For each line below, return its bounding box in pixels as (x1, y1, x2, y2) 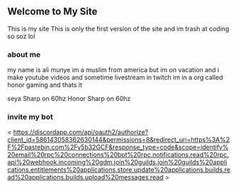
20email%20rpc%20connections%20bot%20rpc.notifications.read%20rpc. (7, 151, 229, 159)
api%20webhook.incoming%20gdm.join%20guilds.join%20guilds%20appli (7, 158, 228, 167)
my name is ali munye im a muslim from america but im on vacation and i (7, 66, 220, 74)
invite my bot (7, 112, 53, 122)
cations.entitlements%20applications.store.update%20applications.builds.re (7, 165, 231, 174)
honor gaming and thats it (7, 81, 83, 89)
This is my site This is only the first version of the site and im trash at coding (7, 24, 229, 33)
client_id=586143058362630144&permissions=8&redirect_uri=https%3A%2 (7, 136, 230, 144)
